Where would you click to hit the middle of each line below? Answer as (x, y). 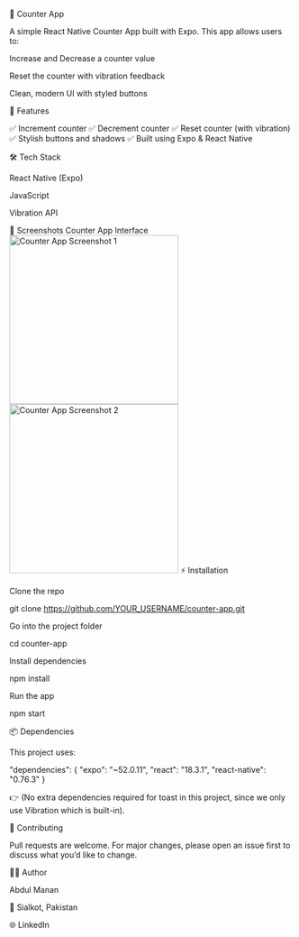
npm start (27, 713)
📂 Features (29, 111)
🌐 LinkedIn (29, 925)
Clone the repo (37, 591)
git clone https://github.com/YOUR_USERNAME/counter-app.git (127, 608)
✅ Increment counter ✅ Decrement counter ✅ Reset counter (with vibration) (150, 128)
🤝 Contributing (36, 828)
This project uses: (43, 752)
